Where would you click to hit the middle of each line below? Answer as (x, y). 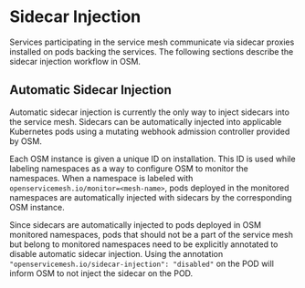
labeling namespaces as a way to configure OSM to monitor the (129, 168)
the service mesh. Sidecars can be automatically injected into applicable (146, 121)
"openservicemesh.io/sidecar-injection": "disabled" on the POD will (142, 263)
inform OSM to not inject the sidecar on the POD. (101, 273)
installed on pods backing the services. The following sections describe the (152, 51)
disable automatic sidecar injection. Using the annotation (116, 253)
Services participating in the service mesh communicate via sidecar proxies (152, 42)
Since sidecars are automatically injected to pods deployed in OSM (136, 224)
